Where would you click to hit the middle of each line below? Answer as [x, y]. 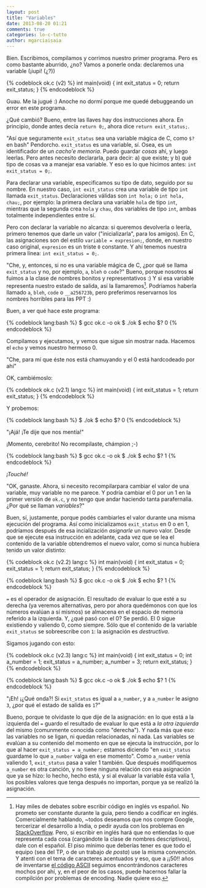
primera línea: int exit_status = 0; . [53, 253]
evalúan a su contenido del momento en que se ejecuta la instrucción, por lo [103, 743]
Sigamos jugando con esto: [41, 643]
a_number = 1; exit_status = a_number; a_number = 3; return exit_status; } [99, 662]
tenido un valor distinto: [36, 550]
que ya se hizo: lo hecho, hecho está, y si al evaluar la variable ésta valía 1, [101, 775]
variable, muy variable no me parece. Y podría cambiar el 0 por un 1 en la [99, 492]
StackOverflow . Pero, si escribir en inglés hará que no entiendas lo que [105, 832]
